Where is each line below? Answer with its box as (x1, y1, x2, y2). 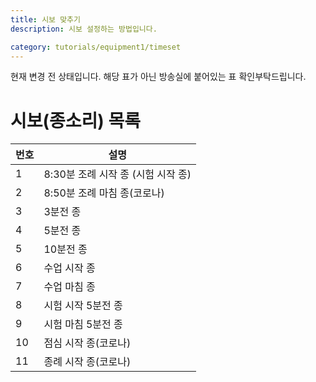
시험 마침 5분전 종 (43, 317, 123, 331)
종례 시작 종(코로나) (43, 355, 132, 369)
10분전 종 (43, 242, 88, 256)
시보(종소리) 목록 (10, 109, 142, 132)
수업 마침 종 (43, 280, 96, 294)
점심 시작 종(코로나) (43, 336, 132, 350)
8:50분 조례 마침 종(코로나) (43, 186, 165, 200)
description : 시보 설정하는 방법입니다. (10, 24, 158, 34)
